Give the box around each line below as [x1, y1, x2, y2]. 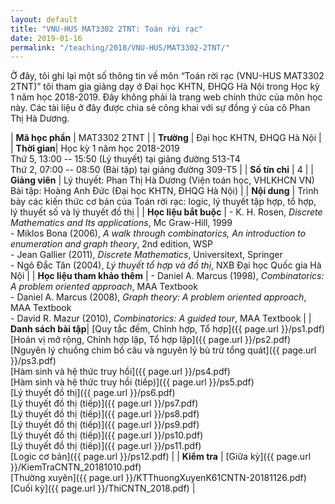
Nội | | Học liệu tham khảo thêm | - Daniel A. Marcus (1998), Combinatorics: [10, 270, 325, 282]
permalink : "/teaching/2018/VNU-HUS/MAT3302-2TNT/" [10, 42, 230, 53]
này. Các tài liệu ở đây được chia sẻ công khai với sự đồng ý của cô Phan [10, 102, 311, 114]
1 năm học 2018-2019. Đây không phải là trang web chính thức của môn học [10, 91, 323, 103]
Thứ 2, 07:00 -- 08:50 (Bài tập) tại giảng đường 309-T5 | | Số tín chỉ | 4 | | [10, 164, 314, 176]
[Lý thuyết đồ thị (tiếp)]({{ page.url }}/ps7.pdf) [10, 397, 199, 410]
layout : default [10, 14, 78, 25]
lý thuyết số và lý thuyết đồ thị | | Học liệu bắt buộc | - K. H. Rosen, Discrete [10, 206, 323, 218]
